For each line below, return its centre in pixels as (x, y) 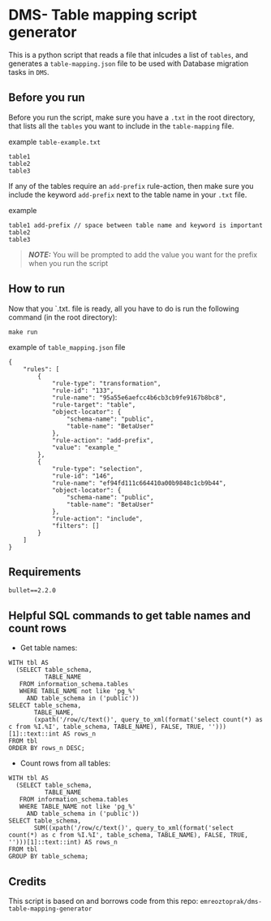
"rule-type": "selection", (97, 469)
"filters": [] (75, 526)
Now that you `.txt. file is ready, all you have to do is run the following (124, 308)
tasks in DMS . (29, 72)
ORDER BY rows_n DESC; (47, 749)
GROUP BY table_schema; (49, 857)
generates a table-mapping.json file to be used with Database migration (129, 63)
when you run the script (68, 263)
